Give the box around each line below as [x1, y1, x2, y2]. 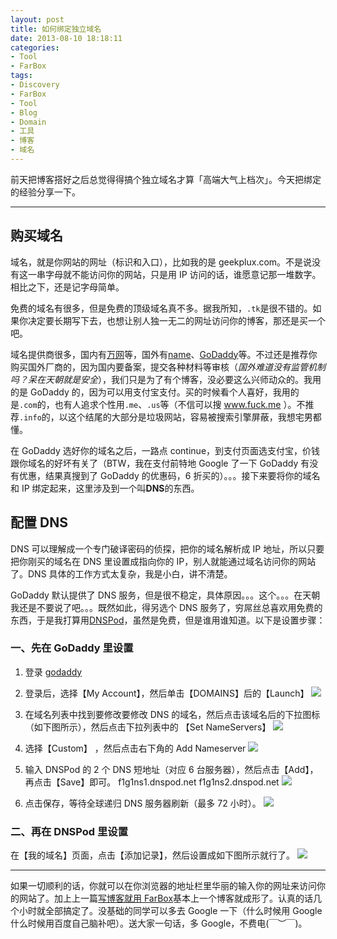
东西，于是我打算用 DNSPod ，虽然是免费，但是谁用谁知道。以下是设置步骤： [10, 614, 326, 626]
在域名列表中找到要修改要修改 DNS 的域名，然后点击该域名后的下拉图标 [24, 708, 321, 720]
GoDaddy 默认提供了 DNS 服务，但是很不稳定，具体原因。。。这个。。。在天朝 [10, 589, 321, 601]
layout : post [10, 14, 65, 25]
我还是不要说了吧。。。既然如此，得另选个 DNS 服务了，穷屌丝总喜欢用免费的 [10, 601, 323, 613]
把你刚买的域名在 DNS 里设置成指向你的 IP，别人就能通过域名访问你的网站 [10, 555, 317, 567]
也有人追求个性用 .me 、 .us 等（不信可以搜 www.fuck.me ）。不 [54, 398, 306, 410]
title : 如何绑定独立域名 [10, 24, 102, 34]
